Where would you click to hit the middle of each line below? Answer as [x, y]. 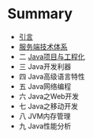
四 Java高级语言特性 [52, 76]
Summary [40, 14]
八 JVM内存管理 [45, 116]
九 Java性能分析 [45, 126]
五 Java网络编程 [45, 86]
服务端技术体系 [43, 46]
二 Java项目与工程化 [52, 56]
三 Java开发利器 [45, 66]
